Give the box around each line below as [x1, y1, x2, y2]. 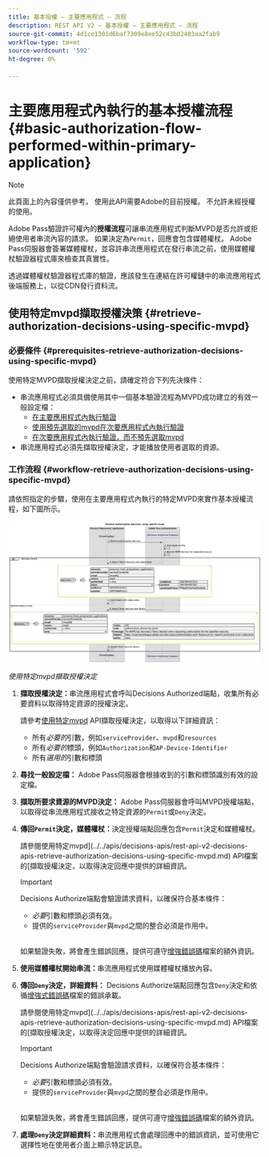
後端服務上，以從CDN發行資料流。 [8, 281, 122, 290]
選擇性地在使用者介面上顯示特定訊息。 [19, 1139, 147, 1149]
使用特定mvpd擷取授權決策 [8, 307, 143, 320]
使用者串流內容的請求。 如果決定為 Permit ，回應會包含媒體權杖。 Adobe [14, 233, 252, 243]
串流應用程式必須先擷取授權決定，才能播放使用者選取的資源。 [19, 442, 224, 452]
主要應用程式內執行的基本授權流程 [8, 102, 234, 120]
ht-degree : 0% [8, 55, 56, 63]
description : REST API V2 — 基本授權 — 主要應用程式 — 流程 [8, 21, 199, 30]
